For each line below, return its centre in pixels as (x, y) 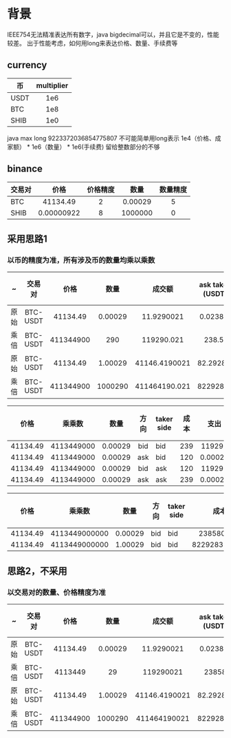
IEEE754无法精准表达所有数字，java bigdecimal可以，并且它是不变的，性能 (113, 34)
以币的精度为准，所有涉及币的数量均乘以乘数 (81, 260)
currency (27, 65)
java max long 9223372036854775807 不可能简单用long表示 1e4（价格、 (111, 138)
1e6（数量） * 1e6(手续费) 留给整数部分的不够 (96, 147)
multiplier (52, 85)
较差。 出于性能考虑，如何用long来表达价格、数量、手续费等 (92, 43)
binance (25, 169)
